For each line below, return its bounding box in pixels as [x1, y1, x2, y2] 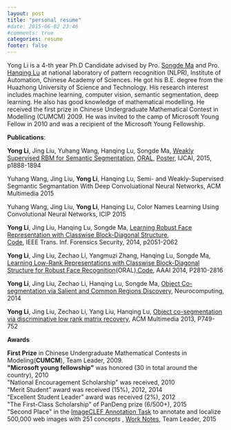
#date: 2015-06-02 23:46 [7, 23, 79, 30]
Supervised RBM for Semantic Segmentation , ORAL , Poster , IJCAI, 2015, [7, 154, 212, 162]
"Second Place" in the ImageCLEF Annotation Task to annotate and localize [7, 408, 221, 416]
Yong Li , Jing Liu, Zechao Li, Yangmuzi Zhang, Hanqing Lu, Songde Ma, [7, 251, 211, 260]
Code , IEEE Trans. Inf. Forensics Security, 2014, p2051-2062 [7, 238, 178, 246]
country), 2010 [7, 371, 49, 379]
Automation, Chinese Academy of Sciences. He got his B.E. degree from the [7, 76, 223, 84]
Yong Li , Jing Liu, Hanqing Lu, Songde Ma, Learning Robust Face [7, 224, 192, 231]
